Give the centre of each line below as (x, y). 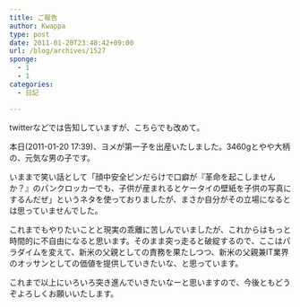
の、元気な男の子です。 (52, 157)
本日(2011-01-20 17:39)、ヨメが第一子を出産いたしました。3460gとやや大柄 (150, 146)
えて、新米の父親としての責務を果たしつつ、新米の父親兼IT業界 (172, 251)
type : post (30, 34)
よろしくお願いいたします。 (68, 294)
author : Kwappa (38, 26)
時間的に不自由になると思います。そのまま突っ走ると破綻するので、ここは (146, 241)
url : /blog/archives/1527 (57, 51)
